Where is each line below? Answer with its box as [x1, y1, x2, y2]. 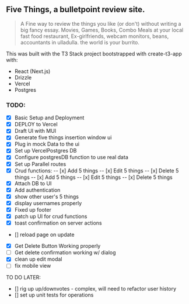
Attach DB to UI [14, 179, 52, 186]
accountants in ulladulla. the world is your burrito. [20, 39, 140, 46]
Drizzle [14, 74, 32, 81]
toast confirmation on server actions [14, 219, 102, 227]
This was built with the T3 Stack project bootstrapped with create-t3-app [6, 50, 182, 57]
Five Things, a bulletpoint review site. [6, 5, 145, 15]
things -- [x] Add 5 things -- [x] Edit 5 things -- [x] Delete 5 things [14, 174, 173, 181]
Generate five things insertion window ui [14, 134, 112, 141]
